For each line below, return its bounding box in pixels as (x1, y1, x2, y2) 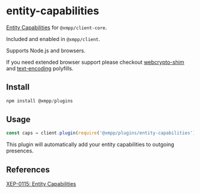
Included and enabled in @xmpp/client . (6, 35, 101, 42)
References (6, 164, 50, 175)
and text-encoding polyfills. (6, 64, 74, 72)
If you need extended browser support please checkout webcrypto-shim (6, 58, 185, 66)
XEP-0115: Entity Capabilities (6, 180, 76, 188)
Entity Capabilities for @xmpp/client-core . (6, 24, 107, 31)
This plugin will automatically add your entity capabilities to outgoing (6, 141, 174, 148)
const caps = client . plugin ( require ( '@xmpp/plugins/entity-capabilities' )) (6, 130, 198, 136)
